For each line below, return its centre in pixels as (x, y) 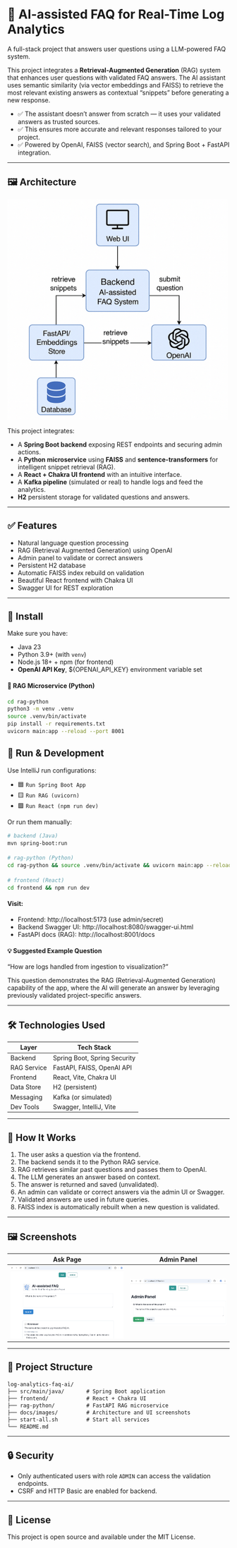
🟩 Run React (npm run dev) (58, 805)
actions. (29, 452)
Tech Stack (94, 1048)
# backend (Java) (33, 835)
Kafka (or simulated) (83, 1097)
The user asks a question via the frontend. (79, 1155)
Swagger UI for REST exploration (66, 588)
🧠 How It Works (42, 1138)
